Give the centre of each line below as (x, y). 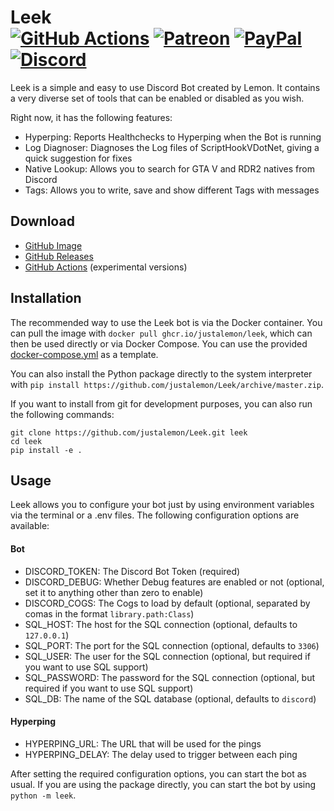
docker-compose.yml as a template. (84, 354)
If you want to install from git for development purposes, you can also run (161, 403)
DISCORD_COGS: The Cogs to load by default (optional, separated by (167, 603)
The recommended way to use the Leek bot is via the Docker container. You (166, 322)
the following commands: (62, 414)
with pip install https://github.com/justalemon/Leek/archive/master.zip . (167, 384)
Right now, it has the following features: (91, 117)
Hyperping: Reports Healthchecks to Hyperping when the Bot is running (173, 137)
